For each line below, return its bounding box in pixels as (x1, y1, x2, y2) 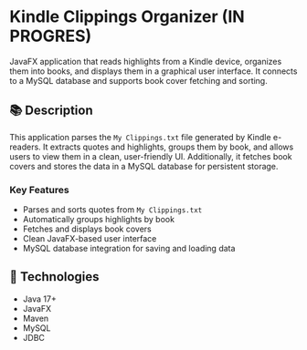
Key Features (9, 183, 70, 196)
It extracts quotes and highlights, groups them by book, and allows (42, 141, 294, 152)
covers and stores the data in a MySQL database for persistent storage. (9, 160, 279, 171)
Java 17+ (22, 293, 57, 304)
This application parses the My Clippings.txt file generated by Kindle (9, 131, 271, 142)
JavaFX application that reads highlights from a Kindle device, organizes (9, 56, 282, 67)
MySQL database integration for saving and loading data (22, 243, 236, 254)
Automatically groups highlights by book (22, 214, 175, 225)
